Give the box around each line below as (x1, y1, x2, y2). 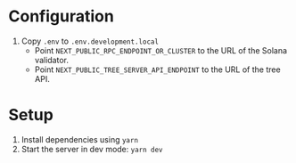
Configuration (8, 6, 115, 27)
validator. (34, 54, 69, 65)
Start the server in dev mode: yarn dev (21, 143, 163, 154)
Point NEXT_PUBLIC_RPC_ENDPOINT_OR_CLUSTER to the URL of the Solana (34, 45, 287, 55)
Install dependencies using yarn (21, 134, 139, 144)
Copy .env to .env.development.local (21, 36, 160, 46)
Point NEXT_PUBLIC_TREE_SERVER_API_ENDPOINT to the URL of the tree (34, 64, 282, 75)
